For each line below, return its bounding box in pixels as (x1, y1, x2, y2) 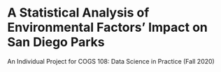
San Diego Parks (7, 35, 105, 50)
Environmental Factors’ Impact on (7, 19, 208, 35)
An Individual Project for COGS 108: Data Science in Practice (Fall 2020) (7, 57, 215, 65)
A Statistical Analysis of (7, 5, 150, 21)
